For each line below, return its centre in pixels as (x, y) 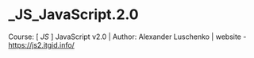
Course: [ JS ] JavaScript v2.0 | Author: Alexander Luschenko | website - (127, 37)
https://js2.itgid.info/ (42, 44)
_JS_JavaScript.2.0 (73, 15)
